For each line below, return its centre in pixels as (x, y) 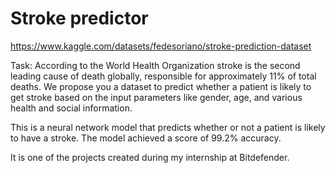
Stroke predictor (79, 18)
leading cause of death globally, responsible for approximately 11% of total (163, 76)
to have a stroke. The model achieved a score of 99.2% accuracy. (146, 138)
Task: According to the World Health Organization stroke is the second (155, 65)
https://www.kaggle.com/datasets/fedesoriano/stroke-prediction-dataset (161, 46)
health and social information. (71, 108)
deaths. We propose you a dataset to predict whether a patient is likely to (161, 86)
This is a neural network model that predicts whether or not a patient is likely (168, 127)
